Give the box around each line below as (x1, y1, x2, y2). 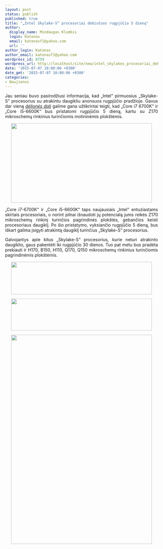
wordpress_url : (5, 61, 36, 66)
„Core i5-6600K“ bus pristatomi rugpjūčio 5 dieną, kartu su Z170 (5, 108, 158, 114)
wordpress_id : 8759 (5, 57, 45, 62)
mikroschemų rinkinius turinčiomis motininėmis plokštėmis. (5, 113, 123, 119)
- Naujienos (5, 79, 29, 84)
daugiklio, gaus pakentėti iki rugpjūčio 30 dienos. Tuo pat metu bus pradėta (5, 242, 158, 248)
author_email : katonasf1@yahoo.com (5, 52, 77, 57)
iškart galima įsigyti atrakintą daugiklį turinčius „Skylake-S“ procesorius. (5, 227, 149, 233)
